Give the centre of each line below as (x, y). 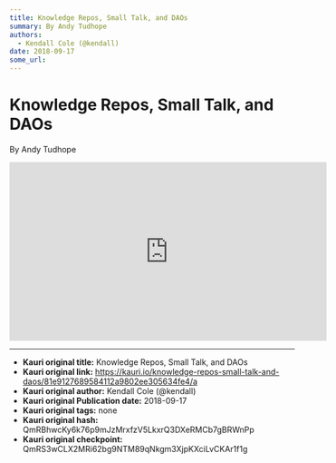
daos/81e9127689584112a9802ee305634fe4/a (110, 381)
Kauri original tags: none (70, 410)
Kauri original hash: (60, 419)
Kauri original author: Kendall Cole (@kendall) (109, 390)
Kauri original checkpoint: (72, 439)
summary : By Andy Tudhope (58, 26)
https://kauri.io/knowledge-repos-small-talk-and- (187, 371)
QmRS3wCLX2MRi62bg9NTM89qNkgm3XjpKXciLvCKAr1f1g (135, 448)
